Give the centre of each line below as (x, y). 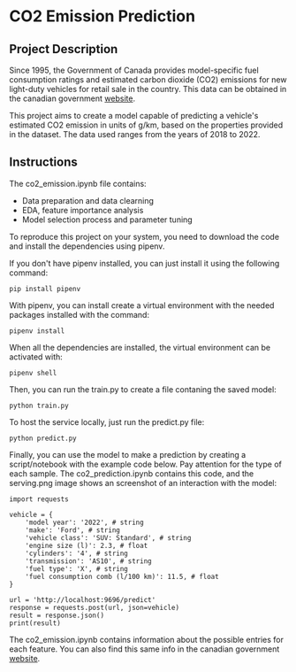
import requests (39, 499)
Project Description (64, 49)
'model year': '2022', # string (84, 522)
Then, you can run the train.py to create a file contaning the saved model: (143, 389)
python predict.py (43, 438)
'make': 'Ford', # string (73, 530)
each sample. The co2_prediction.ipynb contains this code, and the (132, 473)
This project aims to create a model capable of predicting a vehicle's (134, 116)
